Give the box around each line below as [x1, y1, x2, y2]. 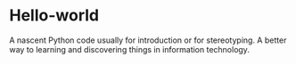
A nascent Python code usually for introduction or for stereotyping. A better [9, 35, 287, 45]
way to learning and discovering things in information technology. [9, 44, 250, 54]
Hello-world [9, 5, 100, 26]
